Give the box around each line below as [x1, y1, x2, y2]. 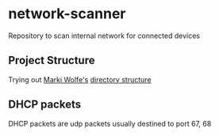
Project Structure [8, 54, 95, 67]
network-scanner [8, 5, 126, 23]
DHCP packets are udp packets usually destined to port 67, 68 [8, 119, 212, 128]
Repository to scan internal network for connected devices [8, 31, 201, 40]
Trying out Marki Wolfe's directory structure [8, 74, 152, 84]
